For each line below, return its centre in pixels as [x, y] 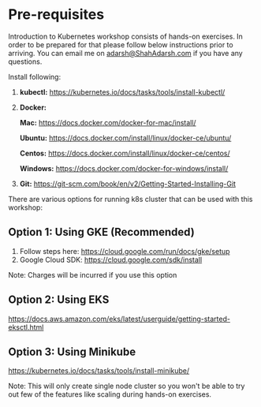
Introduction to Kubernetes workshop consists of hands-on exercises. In [125, 36]
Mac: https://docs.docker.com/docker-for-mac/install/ [108, 122]
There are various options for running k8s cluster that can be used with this [130, 199]
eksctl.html [26, 327]
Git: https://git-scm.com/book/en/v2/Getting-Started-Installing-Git [128, 184]
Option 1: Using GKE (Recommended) [101, 232]
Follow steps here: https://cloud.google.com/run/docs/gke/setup [125, 251]
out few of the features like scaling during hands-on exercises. [110, 394]
